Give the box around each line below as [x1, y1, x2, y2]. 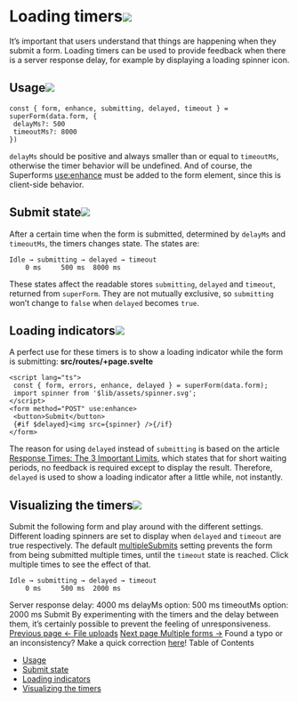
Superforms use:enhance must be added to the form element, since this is [9, 169, 282, 180]
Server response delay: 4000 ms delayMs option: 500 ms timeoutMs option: [9, 600, 289, 610]
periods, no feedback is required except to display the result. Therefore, [9, 463, 273, 473]
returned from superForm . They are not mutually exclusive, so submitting [9, 287, 274, 299]
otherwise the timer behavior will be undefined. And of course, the [9, 160, 253, 171]
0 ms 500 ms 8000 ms [25, 262, 122, 272]
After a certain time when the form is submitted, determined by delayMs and [9, 229, 286, 239]
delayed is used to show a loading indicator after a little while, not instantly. [9, 472, 283, 482]
